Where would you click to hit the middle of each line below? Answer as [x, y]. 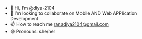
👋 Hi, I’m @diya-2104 [32, 8]
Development [24, 18]
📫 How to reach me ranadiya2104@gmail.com [59, 24]
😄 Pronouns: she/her [33, 31]
